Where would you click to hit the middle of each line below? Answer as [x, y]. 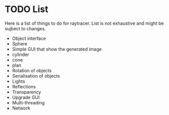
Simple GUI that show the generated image [57, 49]
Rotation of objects [32, 70]
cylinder [20, 54]
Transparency [27, 92]
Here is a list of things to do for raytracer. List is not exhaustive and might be [84, 23]
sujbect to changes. [25, 28]
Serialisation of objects [36, 76]
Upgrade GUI [26, 97]
